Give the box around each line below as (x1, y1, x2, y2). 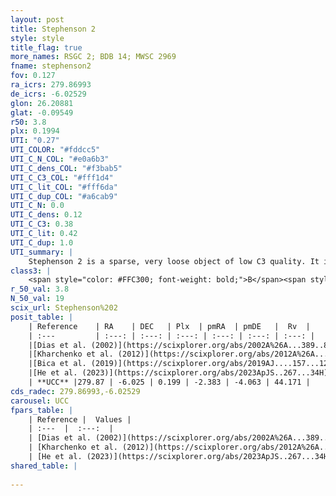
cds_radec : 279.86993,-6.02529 (10, 386, 141, 396)
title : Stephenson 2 (10, 24, 97, 34)
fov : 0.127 (10, 71, 56, 81)
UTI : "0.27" (10, 136, 60, 146)
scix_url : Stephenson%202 (10, 303, 118, 313)
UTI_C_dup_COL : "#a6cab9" (10, 191, 118, 201)
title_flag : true (10, 42, 83, 53)
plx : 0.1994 (10, 126, 60, 136)
